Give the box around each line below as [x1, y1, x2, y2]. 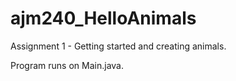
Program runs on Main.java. [10, 59, 124, 71]
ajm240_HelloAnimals [10, 7, 197, 30]
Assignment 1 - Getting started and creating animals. [10, 40, 227, 52]
